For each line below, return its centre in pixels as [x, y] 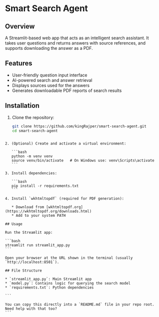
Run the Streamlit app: [29, 233]
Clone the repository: [33, 117]
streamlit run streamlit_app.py [37, 245]
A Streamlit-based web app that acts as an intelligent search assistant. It [77, 38]
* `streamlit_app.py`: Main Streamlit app [48, 279]
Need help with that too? [31, 309]
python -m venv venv [32, 156]
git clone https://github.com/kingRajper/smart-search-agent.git [79, 126]
